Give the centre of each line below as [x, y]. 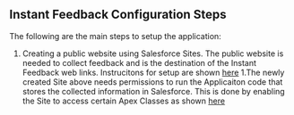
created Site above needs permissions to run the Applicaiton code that [152, 82]
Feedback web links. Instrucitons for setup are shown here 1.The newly [153, 72]
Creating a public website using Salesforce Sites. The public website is [153, 53]
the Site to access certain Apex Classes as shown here [124, 101]
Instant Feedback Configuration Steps [118, 15]
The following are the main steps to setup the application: [115, 36]
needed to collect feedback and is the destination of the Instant [139, 62]
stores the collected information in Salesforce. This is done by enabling [153, 91]
